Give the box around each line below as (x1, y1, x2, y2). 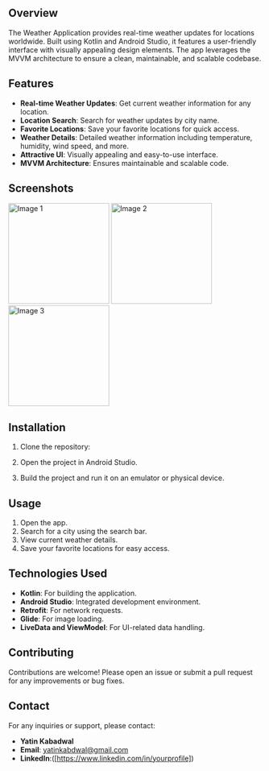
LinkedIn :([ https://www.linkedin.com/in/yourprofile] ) (19, 753, 195, 763)
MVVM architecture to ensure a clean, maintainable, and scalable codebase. (8, 53, 262, 63)
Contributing (8, 646, 74, 660)
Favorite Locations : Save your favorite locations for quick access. (19, 124, 240, 134)
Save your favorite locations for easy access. (19, 544, 170, 553)
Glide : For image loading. (19, 614, 105, 624)
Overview (8, 6, 59, 20)
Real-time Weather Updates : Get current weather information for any (19, 98, 251, 108)
